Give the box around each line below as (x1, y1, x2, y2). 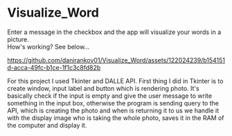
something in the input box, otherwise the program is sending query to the (7, 99, 220, 107)
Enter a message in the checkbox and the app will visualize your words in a (7, 28, 222, 36)
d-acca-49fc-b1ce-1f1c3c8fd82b (7, 63, 101, 71)
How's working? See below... (7, 42, 90, 51)
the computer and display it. (7, 121, 87, 129)
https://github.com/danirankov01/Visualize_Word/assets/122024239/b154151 (7, 56, 226, 64)
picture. (7, 35, 30, 43)
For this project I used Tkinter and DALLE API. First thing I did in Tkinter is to (7, 76, 224, 85)
